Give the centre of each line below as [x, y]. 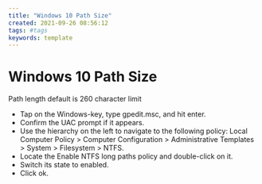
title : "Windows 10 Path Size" [60, 15]
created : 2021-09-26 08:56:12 [59, 23]
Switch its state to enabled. [64, 165]
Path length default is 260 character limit [75, 99]
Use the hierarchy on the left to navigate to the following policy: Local [134, 131]
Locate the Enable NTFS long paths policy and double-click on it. [126, 156]
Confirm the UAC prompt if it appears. [82, 123]
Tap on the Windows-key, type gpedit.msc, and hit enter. [113, 114]
